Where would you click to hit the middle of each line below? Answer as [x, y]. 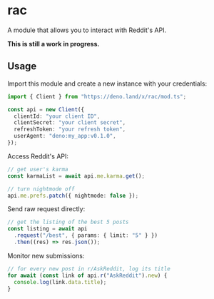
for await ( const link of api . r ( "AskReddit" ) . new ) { [87, 275]
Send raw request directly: [46, 209]
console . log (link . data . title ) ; [60, 282]
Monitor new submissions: [46, 255]
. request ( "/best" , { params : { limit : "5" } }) [86, 235]
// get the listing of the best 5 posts [68, 222]
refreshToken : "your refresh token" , [70, 130]
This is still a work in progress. [53, 44]
